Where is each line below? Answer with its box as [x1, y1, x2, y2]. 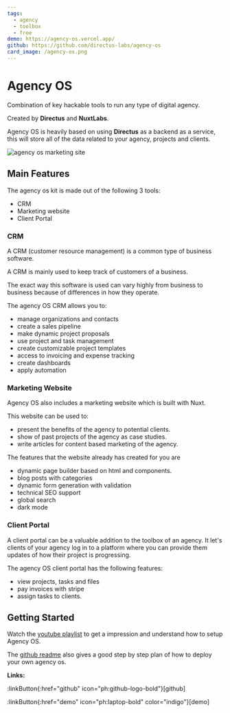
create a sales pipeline [16, 322, 81, 330]
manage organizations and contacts [16, 314, 119, 323]
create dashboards [16, 358, 71, 366]
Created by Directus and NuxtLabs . [7, 114, 109, 122]
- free [13, 29, 32, 36]
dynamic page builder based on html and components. [16, 467, 172, 475]
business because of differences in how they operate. [7, 288, 160, 296]
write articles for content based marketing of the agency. [16, 440, 179, 448]
